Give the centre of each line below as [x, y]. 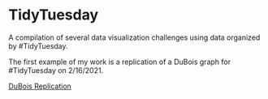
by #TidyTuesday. [38, 45]
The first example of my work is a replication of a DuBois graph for [120, 62]
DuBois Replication [40, 86]
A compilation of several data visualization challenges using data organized [134, 37]
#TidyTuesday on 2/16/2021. [56, 70]
